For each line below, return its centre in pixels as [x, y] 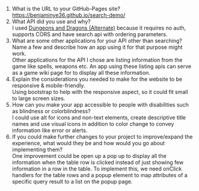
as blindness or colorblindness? [51, 111]
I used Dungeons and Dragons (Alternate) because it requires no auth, [99, 28]
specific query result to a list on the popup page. [72, 181]
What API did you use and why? [51, 21]
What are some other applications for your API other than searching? [97, 41]
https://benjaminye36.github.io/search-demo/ [69, 15]
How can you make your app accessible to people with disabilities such [100, 105]
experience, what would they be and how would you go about [88, 143]
